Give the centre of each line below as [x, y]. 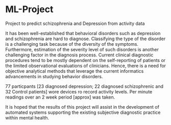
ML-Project [29, 9]
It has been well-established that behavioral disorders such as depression [83, 33]
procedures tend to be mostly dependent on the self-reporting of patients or [86, 60]
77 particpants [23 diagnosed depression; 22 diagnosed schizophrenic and [84, 86]
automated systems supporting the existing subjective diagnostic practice [83, 112]
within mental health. [27, 117]
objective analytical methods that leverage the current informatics [75, 71]
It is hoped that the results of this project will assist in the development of [82, 107]
